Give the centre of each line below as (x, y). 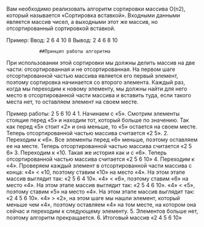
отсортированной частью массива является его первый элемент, (92, 76)
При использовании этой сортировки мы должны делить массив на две (101, 63)
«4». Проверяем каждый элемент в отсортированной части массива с (99, 166)
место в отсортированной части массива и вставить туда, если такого (99, 95)
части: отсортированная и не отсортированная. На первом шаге (91, 69)
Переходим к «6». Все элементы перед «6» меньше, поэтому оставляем (102, 140)
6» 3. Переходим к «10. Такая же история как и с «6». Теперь (86, 153)
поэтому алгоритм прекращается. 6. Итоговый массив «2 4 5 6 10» (94, 218)
